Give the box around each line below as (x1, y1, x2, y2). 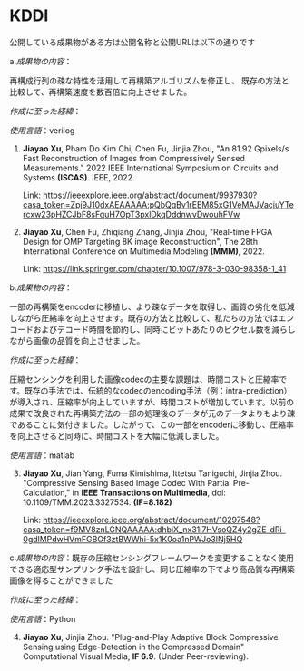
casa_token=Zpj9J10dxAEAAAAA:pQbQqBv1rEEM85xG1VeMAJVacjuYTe (22, 199, 295, 209)
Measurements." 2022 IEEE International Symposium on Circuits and (22, 162, 279, 173)
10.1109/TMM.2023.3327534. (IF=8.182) (22, 496, 172, 508)
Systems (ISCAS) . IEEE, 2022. (22, 171, 135, 182)
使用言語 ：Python (9, 613, 76, 624)
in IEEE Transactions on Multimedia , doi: (72, 487, 227, 498)
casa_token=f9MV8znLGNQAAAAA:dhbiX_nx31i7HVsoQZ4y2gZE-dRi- (22, 523, 286, 535)
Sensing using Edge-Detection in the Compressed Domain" (22, 641, 245, 652)
